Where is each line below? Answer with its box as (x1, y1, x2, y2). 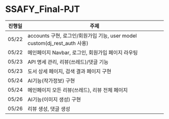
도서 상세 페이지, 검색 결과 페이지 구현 (27, 67, 112, 74)
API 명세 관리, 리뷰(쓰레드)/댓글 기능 (27, 58, 109, 65)
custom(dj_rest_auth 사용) (27, 39, 89, 46)
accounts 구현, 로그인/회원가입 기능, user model (27, 32, 137, 39)
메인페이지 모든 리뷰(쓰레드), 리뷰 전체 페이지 (27, 86, 128, 93)
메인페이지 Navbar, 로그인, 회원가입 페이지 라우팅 (27, 49, 138, 56)
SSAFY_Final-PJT (5, 3, 80, 15)
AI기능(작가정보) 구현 (27, 77, 75, 84)
